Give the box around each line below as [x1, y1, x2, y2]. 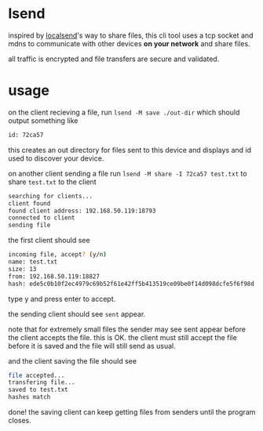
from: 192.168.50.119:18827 [8, 272, 100, 281]
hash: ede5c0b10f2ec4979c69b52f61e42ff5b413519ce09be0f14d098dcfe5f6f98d [8, 280, 255, 288]
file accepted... [8, 371, 65, 379]
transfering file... [8, 378, 76, 386]
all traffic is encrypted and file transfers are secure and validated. [8, 54, 220, 63]
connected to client [8, 214, 76, 222]
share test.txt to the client [8, 177, 97, 187]
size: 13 [8, 265, 37, 273]
